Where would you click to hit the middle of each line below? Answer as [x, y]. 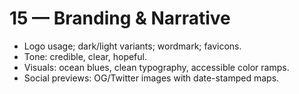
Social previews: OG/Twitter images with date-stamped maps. [151, 78]
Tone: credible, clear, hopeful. [85, 56]
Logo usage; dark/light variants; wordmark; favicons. [132, 46]
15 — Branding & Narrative [120, 18]
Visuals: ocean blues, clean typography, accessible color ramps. [156, 67]
